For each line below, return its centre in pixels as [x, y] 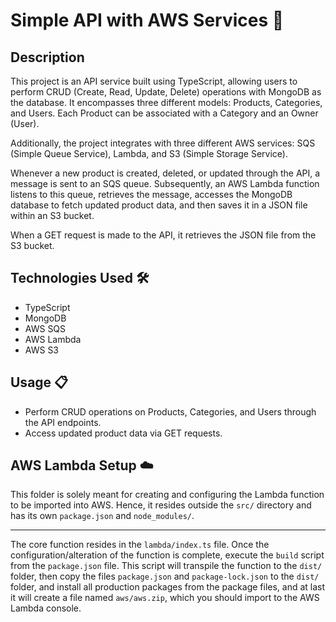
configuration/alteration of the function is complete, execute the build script [167, 555]
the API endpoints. [63, 422]
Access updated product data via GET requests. [123, 433]
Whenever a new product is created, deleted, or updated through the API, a [165, 173]
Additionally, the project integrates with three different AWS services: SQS [163, 143]
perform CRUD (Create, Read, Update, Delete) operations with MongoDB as [166, 92]
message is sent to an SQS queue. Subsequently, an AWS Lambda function [165, 183]
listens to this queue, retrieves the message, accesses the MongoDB [151, 194]
